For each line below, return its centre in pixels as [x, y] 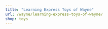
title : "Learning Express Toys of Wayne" [50, 10]
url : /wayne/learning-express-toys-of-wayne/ [54, 14]
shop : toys [17, 19]
